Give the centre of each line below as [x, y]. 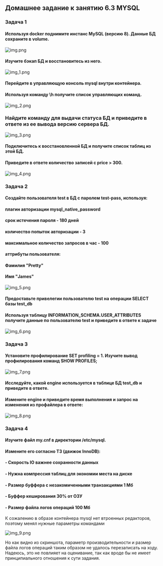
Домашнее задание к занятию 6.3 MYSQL [72, 8]
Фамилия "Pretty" [24, 265]
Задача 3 [17, 344]
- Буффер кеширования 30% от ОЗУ [44, 496]
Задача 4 [17, 428]
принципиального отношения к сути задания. [52, 558]
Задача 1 [16, 22]
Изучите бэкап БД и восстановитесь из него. [53, 61]
